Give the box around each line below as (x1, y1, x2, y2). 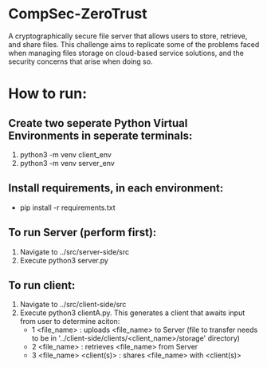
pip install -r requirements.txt (19, 203, 116, 212)
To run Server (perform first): (8, 226, 157, 239)
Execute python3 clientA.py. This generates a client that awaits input (19, 308, 245, 318)
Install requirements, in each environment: (8, 181, 224, 195)
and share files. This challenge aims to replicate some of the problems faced (8, 39, 260, 49)
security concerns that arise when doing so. (8, 57, 153, 66)
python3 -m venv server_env (19, 158, 116, 168)
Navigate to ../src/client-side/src (19, 300, 127, 310)
